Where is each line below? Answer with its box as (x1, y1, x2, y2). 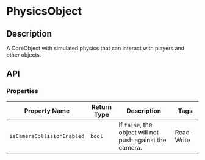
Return (91, 102, 112, 111)
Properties (6, 87, 38, 96)
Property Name (24, 106, 70, 115)
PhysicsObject (6, 4, 82, 18)
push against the (118, 136, 167, 144)
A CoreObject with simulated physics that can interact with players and (6, 44, 185, 52)
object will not (118, 128, 159, 136)
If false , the (118, 120, 153, 129)
